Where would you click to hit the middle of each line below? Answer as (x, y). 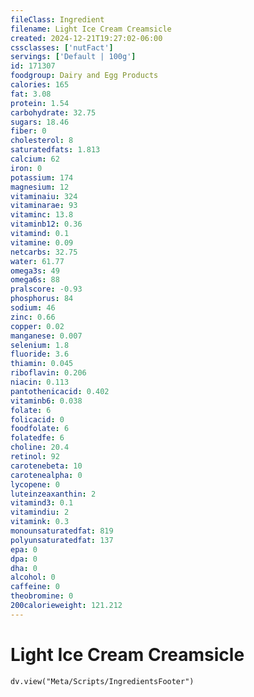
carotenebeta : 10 (46, 466)
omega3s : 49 (35, 271)
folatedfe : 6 (37, 438)
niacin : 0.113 (40, 382)
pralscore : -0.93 (46, 289)
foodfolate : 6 (40, 429)
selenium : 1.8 (40, 345)
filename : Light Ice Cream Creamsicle (91, 29)
